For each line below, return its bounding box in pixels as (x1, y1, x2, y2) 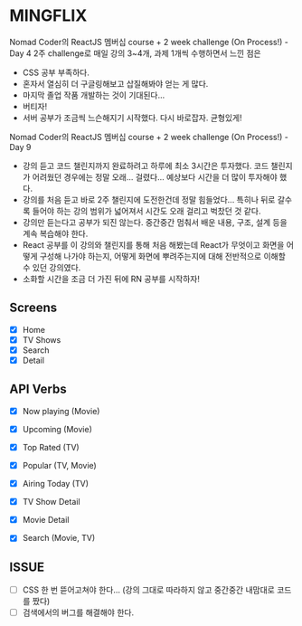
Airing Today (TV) (22, 479, 89, 489)
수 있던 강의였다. (22, 261, 81, 272)
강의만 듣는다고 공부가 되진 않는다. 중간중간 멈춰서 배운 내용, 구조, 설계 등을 (22, 216, 288, 227)
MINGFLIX (9, 5, 88, 26)
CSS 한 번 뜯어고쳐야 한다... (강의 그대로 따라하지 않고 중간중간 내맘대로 (22, 584, 276, 595)
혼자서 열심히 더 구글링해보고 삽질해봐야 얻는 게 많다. (22, 78, 209, 89)
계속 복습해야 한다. (22, 228, 89, 239)
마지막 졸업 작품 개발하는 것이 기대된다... (22, 90, 165, 100)
